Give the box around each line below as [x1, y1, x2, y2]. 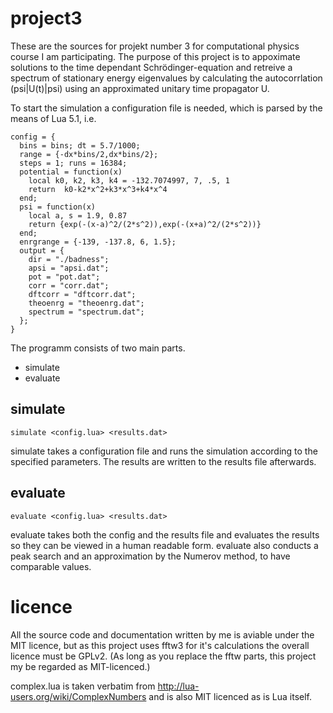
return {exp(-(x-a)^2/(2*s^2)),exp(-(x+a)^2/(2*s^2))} [28, 219, 262, 229]
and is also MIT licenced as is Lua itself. [148, 690, 313, 702]
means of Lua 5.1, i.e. [10, 112, 97, 124]
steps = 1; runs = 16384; [19, 158, 128, 168]
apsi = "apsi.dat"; [28, 263, 110, 273]
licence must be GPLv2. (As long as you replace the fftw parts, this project [10, 650, 317, 662]
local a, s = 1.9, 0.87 [28, 210, 128, 221]
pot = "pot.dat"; [28, 272, 101, 282]
